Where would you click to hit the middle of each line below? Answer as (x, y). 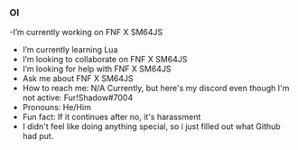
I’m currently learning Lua (70, 50)
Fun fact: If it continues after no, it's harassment (112, 117)
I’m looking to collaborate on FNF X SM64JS (105, 60)
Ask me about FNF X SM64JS (78, 79)
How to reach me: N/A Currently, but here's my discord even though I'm (156, 89)
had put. (38, 136)
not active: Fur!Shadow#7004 (78, 98)
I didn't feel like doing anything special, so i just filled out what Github (152, 127)
